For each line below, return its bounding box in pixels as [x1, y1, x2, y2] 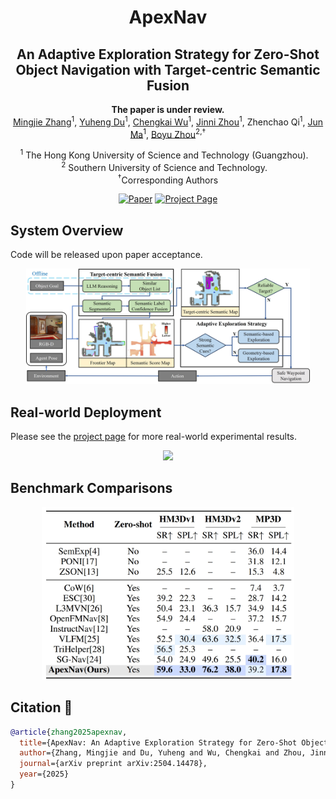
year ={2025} [19, 769, 70, 780]
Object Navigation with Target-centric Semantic [15, 61, 321, 78]
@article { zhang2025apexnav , [10, 727, 128, 737]
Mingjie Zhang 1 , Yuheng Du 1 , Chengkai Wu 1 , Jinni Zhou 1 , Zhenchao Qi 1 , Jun [12, 114, 324, 128]
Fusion [146, 77, 190, 94]
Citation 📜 [10, 699, 73, 716]
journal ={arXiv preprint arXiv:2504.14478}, [19, 759, 208, 769]
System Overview [10, 222, 124, 239]
